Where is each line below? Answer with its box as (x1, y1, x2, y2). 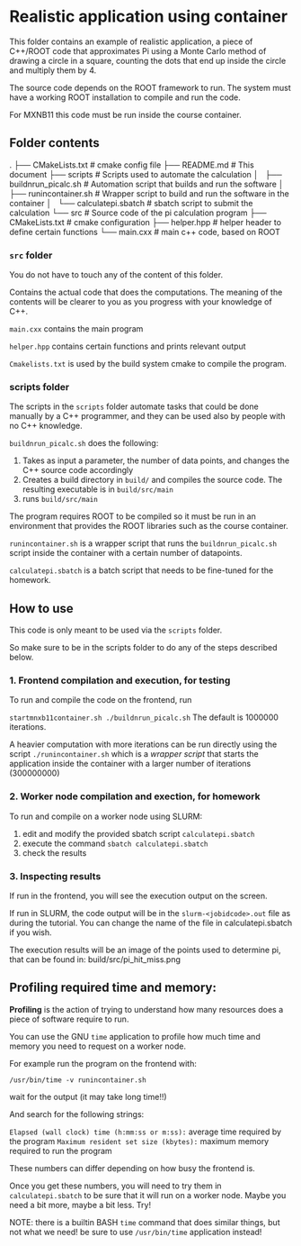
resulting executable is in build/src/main (22, 484, 173, 495)
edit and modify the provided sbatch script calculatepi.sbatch (22, 828, 255, 839)
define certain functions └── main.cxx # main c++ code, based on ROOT (9, 226, 280, 237)
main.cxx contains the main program (9, 323, 144, 334)
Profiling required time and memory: (9, 980, 217, 996)
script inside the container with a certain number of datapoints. (9, 548, 243, 559)
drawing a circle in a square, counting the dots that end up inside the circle (9, 55, 287, 66)
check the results (22, 847, 87, 858)
